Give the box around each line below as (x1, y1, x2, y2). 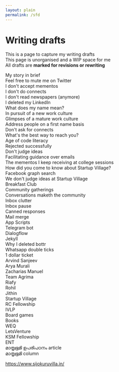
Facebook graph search (5, 170, 56, 177)
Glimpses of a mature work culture (5, 116, 78, 122)
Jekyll (5, 236, 18, 242)
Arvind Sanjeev (5, 258, 37, 264)
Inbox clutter (5, 198, 32, 204)
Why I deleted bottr (5, 241, 46, 247)
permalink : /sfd (5, 12, 40, 17)
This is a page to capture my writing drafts (5, 51, 95, 57)
